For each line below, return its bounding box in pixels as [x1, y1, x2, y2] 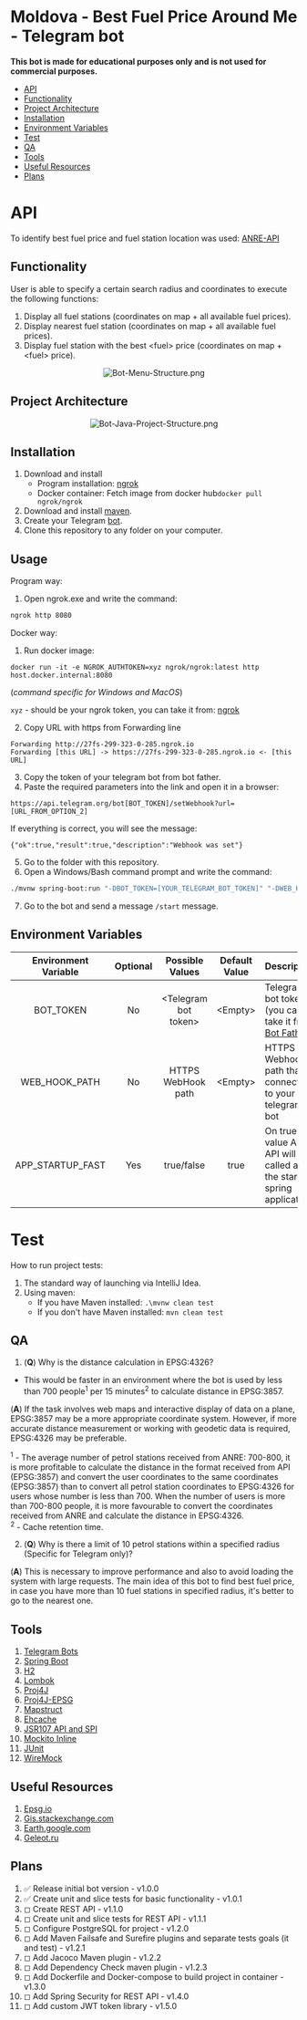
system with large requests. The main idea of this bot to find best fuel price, [10, 1576, 295, 1587]
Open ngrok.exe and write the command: [23, 593, 178, 604]
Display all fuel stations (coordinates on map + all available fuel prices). [23, 310, 292, 321]
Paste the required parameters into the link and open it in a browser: [23, 782, 280, 792]
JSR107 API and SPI [23, 1723, 98, 1734]
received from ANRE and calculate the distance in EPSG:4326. [10, 1510, 244, 1521]
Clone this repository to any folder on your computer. [23, 525, 223, 536]
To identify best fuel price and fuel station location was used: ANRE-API [10, 233, 281, 244]
